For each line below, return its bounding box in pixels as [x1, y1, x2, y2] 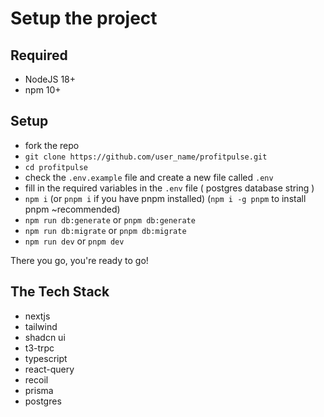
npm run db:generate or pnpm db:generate [24, 213, 196, 226]
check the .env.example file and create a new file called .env [24, 171, 274, 183]
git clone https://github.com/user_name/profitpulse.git [24, 152, 268, 162]
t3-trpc [24, 342, 55, 354]
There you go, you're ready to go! [10, 254, 149, 266]
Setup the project [10, 7, 158, 30]
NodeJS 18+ [24, 73, 77, 85]
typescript [24, 352, 68, 364]
